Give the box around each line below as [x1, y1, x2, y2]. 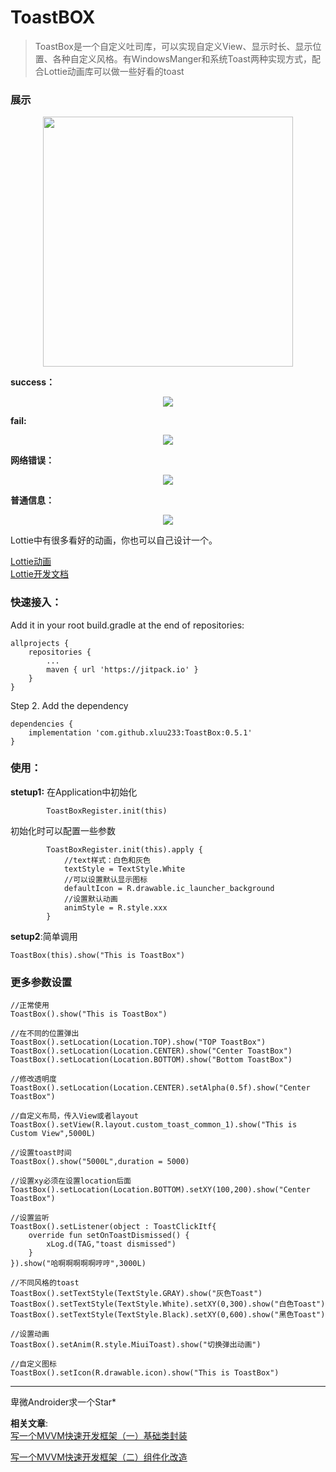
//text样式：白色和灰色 [63, 855, 151, 865]
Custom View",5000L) [10, 1129, 97, 1139]
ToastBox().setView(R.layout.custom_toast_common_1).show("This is [10, 1120, 298, 1130]
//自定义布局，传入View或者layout [10, 1111, 139, 1121]
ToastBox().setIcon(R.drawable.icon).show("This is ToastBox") [10, 1368, 280, 1378]
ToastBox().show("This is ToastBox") [10, 1009, 168, 1020]
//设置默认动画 [63, 894, 118, 904]
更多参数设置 [10, 975, 73, 989]
